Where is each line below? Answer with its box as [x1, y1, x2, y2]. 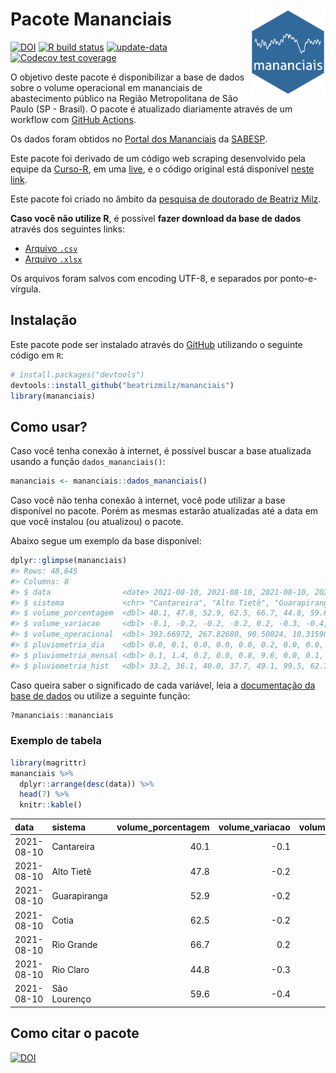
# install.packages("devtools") [10, 369, 145, 380]
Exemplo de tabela [10, 734, 102, 748]
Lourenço [51, 993, 92, 1005]
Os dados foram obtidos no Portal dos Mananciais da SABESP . [10, 133, 268, 145]
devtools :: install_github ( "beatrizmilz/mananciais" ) [10, 380, 235, 390]
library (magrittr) [10, 758, 87, 768]
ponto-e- [279, 272, 318, 284]
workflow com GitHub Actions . [10, 113, 137, 125]
